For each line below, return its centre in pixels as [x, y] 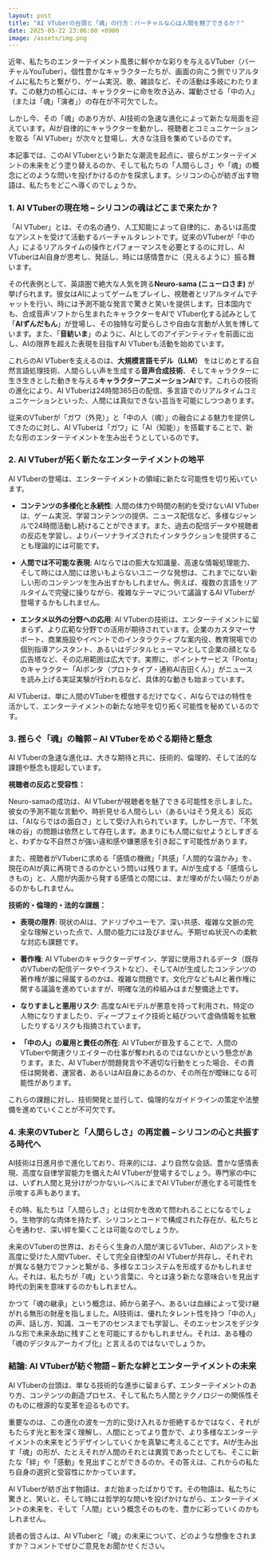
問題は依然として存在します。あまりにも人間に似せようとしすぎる [151, 831]
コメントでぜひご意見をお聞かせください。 [99, 1545]
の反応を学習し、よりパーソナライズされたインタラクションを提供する [135, 535]
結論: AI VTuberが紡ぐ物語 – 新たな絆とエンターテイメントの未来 [132, 1367]
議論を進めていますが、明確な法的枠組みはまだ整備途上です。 [142, 989]
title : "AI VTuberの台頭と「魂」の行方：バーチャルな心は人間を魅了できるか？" [126, 23]
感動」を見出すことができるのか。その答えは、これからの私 [155, 1461]
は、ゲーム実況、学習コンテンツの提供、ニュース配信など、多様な [128, 515]
